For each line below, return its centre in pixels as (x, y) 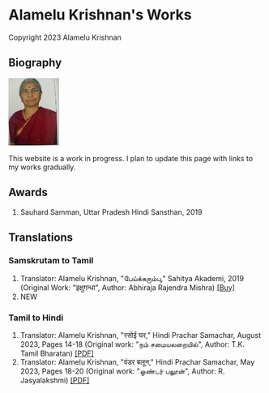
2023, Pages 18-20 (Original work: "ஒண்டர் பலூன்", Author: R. (122, 371)
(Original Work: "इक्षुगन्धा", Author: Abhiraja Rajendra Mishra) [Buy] (127, 287)
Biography (35, 63)
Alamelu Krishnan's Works (100, 15)
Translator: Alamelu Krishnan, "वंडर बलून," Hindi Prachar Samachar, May (137, 361)
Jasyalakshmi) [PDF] (55, 380)
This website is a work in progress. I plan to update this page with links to (131, 159)
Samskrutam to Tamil (51, 261)
